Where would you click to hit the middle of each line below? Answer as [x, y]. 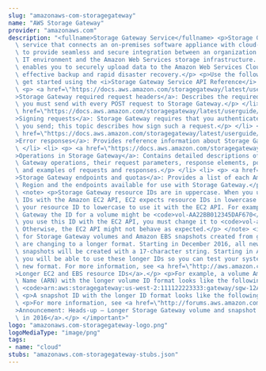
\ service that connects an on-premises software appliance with [125, 45]
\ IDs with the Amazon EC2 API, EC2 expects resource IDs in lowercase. [138, 200]
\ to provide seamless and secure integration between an [113, 52]
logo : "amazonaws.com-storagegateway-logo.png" [88, 325]
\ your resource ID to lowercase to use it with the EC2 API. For [127, 207]
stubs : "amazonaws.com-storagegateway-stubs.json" [93, 355]
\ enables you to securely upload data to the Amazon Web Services [129, 67]
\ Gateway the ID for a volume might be [83, 215]
